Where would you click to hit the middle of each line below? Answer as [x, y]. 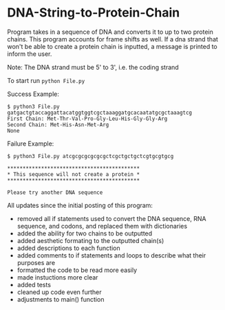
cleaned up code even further [59, 292]
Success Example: [33, 94]
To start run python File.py [46, 80]
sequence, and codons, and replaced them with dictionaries [102, 226]
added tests [34, 284]
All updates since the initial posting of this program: [80, 205]
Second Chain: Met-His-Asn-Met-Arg [58, 125]
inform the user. [30, 54]
